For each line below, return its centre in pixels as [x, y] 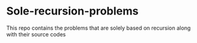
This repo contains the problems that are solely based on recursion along [98, 28]
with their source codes [36, 34]
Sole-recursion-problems [72, 11]
